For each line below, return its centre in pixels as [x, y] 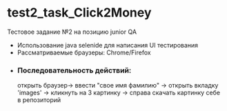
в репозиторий [39, 100]
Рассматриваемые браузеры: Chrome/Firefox [84, 52]
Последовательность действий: [74, 70]
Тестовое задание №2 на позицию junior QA [72, 32]
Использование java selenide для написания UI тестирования [108, 45]
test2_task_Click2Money [79, 13]
